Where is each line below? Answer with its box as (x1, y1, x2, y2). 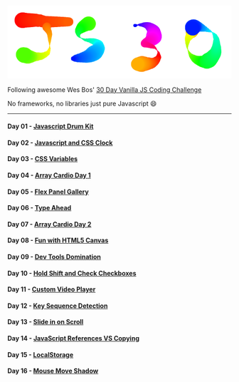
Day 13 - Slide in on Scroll (7, 318, 84, 326)
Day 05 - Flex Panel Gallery (7, 187, 89, 196)
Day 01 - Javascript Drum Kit (7, 122, 94, 130)
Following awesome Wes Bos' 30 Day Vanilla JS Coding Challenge (7, 85, 202, 94)
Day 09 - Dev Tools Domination (7, 252, 102, 262)
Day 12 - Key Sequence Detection (7, 301, 108, 310)
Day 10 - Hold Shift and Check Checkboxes (7, 269, 137, 277)
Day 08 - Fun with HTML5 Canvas (7, 236, 109, 244)
